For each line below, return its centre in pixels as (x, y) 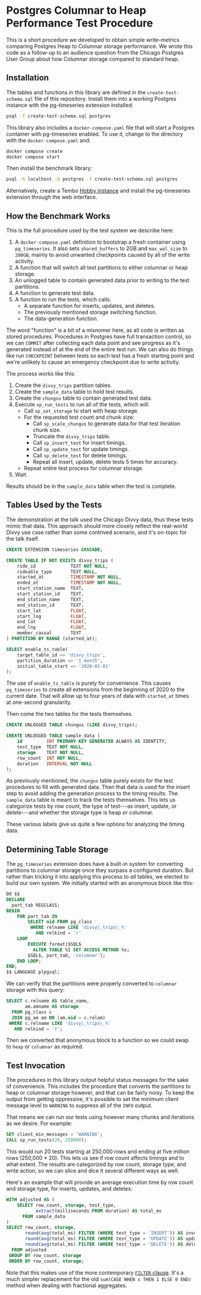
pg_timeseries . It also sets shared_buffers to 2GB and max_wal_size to (101, 248)
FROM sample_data (44, 1216)
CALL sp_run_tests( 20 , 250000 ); (46, 1140)
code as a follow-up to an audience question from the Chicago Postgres (95, 52)
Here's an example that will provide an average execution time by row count (100, 1182)
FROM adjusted (29, 1250)
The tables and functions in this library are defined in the (76, 92)
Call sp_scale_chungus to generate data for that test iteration (106, 424)
